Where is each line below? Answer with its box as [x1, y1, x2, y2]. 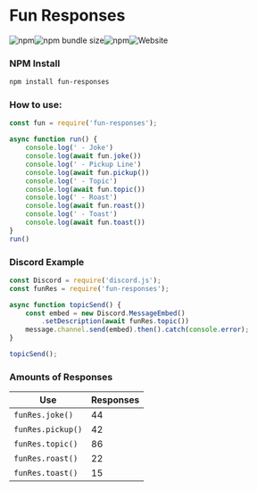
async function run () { [9, 135, 98, 144]
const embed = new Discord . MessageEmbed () [25, 309, 186, 318]
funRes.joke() [13, 410, 74, 420]
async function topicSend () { [9, 300, 122, 309]
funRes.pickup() [13, 425, 83, 435]
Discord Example [9, 255, 85, 268]
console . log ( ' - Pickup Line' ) [25, 160, 142, 169]
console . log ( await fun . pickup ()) [25, 168, 150, 177]
